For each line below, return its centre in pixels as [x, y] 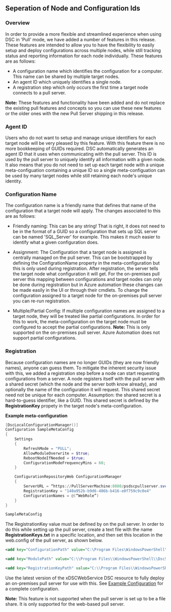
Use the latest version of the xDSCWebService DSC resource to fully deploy [85, 578]
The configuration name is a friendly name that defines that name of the [81, 206]
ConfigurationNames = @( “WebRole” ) [61, 496]
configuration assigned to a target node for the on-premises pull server [87, 296]
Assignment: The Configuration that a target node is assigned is [79, 252]
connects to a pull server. [39, 93]
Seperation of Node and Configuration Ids [73, 8]
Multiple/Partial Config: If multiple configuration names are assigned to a [89, 311]
